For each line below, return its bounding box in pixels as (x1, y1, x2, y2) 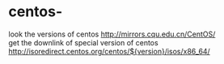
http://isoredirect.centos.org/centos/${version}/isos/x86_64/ (8, 46, 210, 56)
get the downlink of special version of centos (8, 37, 159, 47)
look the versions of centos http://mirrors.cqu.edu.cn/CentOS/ (8, 29, 216, 39)
